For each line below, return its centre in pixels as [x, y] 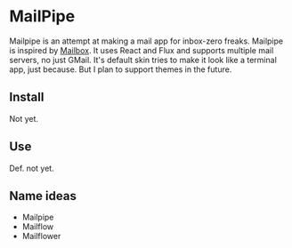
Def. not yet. [32, 168]
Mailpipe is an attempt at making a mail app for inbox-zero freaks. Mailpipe [146, 41]
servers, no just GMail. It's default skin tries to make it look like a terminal [143, 60]
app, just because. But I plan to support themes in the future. [121, 69]
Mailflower [41, 236]
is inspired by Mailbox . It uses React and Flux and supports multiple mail [142, 50]
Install [27, 97]
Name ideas [43, 196]
